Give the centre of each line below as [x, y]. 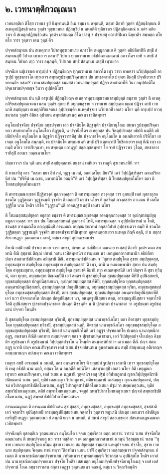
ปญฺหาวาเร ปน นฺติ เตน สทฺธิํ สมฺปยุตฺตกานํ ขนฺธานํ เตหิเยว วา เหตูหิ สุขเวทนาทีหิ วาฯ [72, 162]
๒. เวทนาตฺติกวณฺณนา [41, 9]
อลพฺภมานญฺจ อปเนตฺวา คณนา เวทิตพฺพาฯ [39, 353]
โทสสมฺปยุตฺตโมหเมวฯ [23, 184]
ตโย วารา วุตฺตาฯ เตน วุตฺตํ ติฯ [29, 40]
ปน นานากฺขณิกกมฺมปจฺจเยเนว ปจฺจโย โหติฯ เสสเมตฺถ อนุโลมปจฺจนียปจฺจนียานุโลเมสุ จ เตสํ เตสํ [82, 461]
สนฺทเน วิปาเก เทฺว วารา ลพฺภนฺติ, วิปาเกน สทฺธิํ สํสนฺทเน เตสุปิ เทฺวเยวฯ [62, 61]
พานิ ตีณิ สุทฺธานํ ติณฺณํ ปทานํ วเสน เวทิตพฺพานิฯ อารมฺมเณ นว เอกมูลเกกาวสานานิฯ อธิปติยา [79, 253]
